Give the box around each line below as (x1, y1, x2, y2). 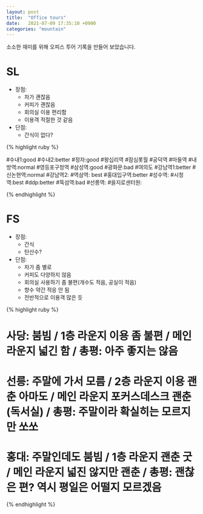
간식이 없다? (24, 131, 53, 139)
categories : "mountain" (6, 26, 67, 32)
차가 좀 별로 (24, 264, 52, 271)
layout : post (6, 9, 39, 15)
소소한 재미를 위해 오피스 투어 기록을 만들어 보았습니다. (6, 43, 136, 50)
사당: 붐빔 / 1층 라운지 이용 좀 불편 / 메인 (6, 329, 192, 343)
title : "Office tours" (6, 15, 67, 21)
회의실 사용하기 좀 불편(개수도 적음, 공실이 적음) (24, 279, 137, 286)
